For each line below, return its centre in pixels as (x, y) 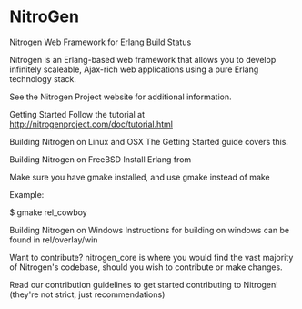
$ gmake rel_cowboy (49, 212)
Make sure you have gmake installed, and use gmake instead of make (140, 177)
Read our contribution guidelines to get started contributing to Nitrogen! (144, 284)
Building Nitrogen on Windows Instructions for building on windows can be (149, 230)
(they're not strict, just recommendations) (87, 294)
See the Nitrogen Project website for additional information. (121, 97)
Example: (27, 194)
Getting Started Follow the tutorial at (77, 114)
